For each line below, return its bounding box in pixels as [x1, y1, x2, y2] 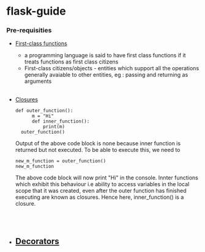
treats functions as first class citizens [24, 58, 119, 65]
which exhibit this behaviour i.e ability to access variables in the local [15, 181, 190, 188]
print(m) [42, 124, 65, 130]
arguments [24, 77, 52, 85]
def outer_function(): [15, 108, 73, 114]
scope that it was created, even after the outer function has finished [15, 187, 187, 195]
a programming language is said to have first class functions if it [24, 52, 186, 59]
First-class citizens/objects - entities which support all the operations [24, 65, 199, 72]
